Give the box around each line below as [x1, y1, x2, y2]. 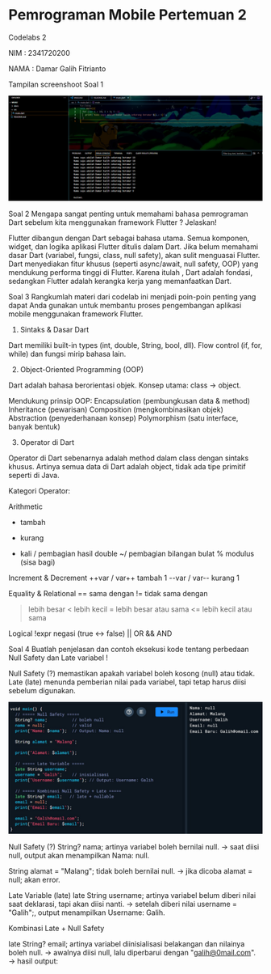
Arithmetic [8, 502, 43, 511]
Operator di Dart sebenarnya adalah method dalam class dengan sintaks [8, 453, 249, 463]
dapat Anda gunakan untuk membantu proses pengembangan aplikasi [8, 300, 242, 310]
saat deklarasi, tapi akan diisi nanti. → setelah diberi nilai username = [8, 900, 238, 909]
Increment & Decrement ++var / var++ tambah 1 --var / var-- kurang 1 [8, 573, 240, 582]
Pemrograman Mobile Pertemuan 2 [8, 6, 248, 24]
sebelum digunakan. [8, 685, 76, 695]
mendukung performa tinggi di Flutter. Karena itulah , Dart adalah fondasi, [8, 267, 253, 277]
